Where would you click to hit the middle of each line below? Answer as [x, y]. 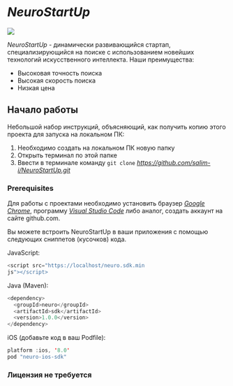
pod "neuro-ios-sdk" [37, 357]
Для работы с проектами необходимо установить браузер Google [106, 203]
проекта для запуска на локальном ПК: [66, 134]
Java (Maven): [28, 285]
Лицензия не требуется [50, 375]
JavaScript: [24, 253]
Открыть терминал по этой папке [67, 155]
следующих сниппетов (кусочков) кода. [67, 239]
